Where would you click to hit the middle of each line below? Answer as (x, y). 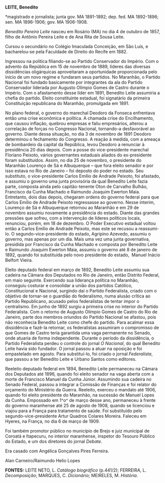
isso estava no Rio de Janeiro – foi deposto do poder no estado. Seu (74, 171)
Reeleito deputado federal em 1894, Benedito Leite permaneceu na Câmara (81, 369)
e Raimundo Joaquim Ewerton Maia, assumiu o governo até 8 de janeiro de (81, 250)
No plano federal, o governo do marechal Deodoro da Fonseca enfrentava (80, 113)
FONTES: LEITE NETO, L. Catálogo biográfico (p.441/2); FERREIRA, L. (76, 470)
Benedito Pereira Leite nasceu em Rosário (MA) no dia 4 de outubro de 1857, (82, 31)
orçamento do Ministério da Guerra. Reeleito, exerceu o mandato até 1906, (81, 390)
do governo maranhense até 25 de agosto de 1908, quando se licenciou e (80, 406)
